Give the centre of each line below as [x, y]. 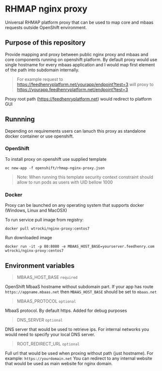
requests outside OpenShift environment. [46, 27]
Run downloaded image [29, 238]
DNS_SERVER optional [40, 320]
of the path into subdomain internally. [42, 70]
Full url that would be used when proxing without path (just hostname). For [79, 353]
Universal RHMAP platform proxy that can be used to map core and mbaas [79, 22]
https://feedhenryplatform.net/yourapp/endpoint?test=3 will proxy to [85, 84]
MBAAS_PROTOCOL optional [46, 301]
